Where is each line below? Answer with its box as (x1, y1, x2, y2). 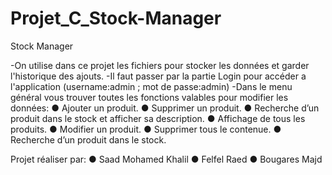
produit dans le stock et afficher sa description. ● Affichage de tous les (10, 112, 306, 124)
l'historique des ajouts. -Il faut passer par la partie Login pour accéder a (10, 70, 307, 82)
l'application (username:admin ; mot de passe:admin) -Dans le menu (10, 80, 293, 92)
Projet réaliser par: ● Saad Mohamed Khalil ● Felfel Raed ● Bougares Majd (10, 153, 323, 165)
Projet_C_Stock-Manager (10, 7, 222, 30)
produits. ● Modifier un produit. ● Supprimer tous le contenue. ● (10, 123, 282, 135)
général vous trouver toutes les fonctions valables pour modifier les (10, 91, 289, 103)
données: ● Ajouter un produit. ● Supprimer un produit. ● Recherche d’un (10, 102, 320, 114)
